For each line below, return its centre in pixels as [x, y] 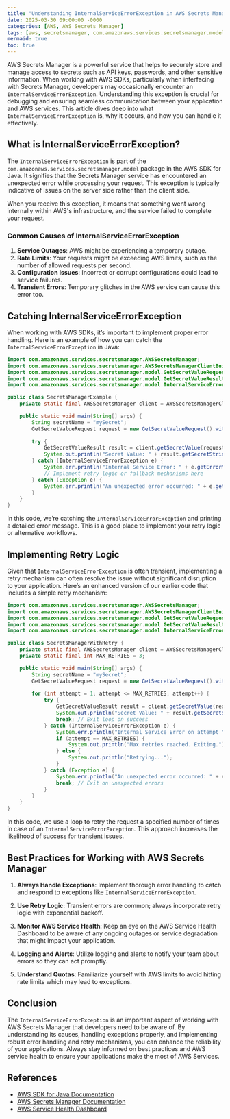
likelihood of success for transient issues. [66, 836]
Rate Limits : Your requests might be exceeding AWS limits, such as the [117, 258]
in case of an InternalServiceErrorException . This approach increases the [112, 829]
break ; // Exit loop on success [102, 719]
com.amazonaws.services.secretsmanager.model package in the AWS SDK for [114, 168]
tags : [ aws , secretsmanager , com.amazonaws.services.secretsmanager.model [116, 33]
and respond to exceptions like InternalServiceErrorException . [106, 892]
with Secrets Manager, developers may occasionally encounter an [100, 87]
